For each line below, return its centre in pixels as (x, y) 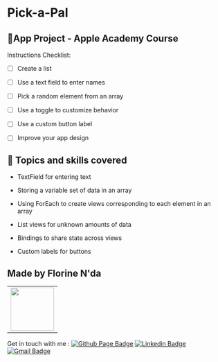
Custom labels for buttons (54, 252)
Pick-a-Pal (38, 13)
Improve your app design (53, 138)
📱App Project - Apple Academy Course (93, 38)
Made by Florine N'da (54, 273)
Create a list (34, 68)
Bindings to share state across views (70, 238)
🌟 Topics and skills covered (67, 160)
